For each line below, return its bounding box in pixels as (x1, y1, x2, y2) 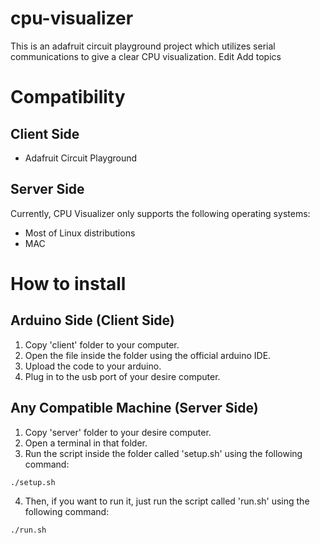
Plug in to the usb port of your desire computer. (24, 370, 221, 382)
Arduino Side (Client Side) (10, 312, 175, 329)
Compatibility (10, 86, 126, 109)
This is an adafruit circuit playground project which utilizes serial (10, 40, 276, 52)
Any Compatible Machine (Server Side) (10, 400, 259, 417)
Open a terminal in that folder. (24, 437, 148, 449)
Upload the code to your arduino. (24, 360, 162, 372)
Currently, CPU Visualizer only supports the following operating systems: (10, 207, 311, 219)
